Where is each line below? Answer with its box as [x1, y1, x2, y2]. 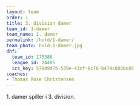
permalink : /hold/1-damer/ [6, 37, 75, 43]
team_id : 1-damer [6, 25, 50, 32]
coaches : [6, 71, 28, 77]
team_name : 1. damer [6, 31, 59, 38]
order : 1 [6, 15, 28, 21]
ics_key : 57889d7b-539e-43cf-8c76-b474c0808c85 [12, 65, 135, 71]
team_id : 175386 [12, 54, 53, 60]
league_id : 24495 [12, 59, 56, 65]
